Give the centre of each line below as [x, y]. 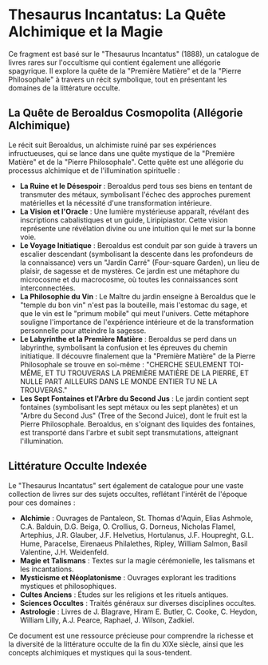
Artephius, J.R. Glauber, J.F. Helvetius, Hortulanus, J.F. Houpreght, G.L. [137, 535]
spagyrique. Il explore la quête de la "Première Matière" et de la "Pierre [125, 70]
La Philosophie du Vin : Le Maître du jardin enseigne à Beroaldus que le [138, 296]
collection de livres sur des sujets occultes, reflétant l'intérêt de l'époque [128, 494]
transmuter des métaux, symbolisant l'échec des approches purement [135, 194]
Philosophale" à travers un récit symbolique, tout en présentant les [118, 79]
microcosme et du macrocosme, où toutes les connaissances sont [128, 279]
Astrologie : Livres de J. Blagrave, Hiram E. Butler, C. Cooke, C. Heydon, [138, 611]
